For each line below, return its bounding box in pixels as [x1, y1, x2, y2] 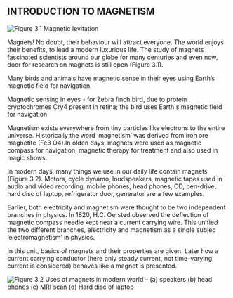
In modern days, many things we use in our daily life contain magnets [7, 167, 208, 175]
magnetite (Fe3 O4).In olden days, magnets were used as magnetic [7, 138, 202, 147]
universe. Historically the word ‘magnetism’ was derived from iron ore [7, 131, 208, 139]
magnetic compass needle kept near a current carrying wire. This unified [7, 218, 218, 226]
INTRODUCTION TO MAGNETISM [7, 6, 155, 18]
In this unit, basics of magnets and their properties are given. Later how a [7, 246, 219, 255]
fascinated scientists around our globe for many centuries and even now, [7, 53, 218, 61]
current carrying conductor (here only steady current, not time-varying [7, 254, 213, 262]
